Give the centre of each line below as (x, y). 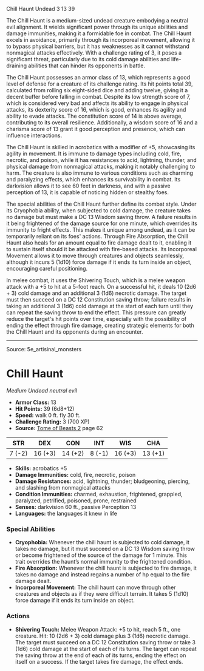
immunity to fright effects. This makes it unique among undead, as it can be (101, 230)
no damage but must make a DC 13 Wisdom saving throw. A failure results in (102, 217)
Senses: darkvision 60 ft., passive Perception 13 (76, 507)
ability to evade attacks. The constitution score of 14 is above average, (95, 116)
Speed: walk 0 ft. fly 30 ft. (48, 415)
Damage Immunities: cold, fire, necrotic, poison (75, 474)
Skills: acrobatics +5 (41, 468)
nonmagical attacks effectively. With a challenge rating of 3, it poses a (94, 53)
